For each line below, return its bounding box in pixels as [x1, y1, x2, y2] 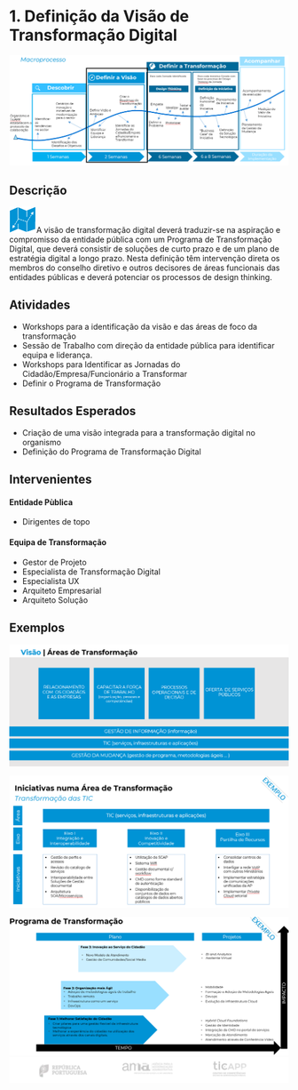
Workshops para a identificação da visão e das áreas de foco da [21, 321, 258, 332]
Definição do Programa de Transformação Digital [21, 446, 201, 457]
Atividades [9, 298, 71, 313]
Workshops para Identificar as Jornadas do [21, 358, 181, 370]
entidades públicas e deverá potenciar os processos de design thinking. [9, 272, 272, 283]
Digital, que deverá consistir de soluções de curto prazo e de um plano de [9, 244, 279, 254]
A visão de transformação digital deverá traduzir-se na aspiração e [36, 225, 281, 236]
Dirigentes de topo [21, 517, 90, 527]
